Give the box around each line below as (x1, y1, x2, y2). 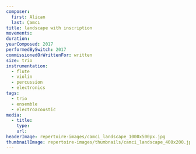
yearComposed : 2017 (6, 42, 54, 47)
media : (6, 112, 22, 118)
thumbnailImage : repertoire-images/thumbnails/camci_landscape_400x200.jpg (6, 139, 194, 145)
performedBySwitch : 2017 (6, 47, 66, 53)
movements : (6, 30, 33, 36)
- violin (11, 74, 33, 80)
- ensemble (11, 101, 38, 107)
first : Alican (11, 14, 45, 20)
